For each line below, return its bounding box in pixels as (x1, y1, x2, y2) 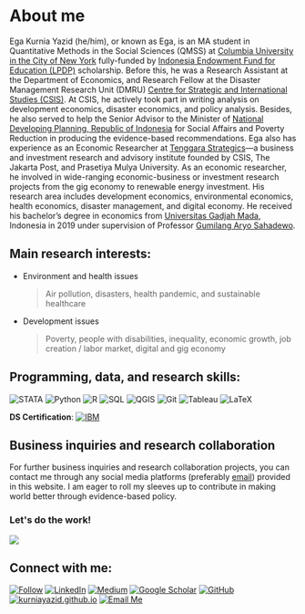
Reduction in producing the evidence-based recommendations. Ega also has (9, 132, 297, 143)
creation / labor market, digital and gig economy (45, 343, 226, 354)
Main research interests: (9, 246, 152, 262)
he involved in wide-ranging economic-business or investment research (9, 171, 280, 182)
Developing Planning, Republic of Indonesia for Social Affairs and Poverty (9, 122, 285, 133)
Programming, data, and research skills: (9, 369, 241, 385)
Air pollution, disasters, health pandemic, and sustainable (45, 288, 261, 299)
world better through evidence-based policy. (9, 491, 178, 502)
